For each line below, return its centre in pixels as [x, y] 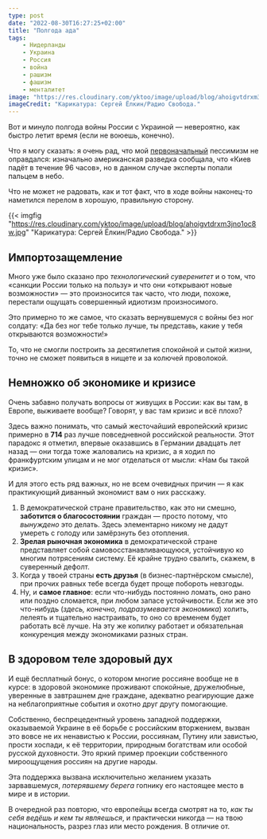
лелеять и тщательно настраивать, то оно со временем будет [125, 617]
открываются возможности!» [58, 334]
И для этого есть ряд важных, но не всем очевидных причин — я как [126, 484]
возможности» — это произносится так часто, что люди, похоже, [120, 293]
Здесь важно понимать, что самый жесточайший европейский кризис [128, 425]
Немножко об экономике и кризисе [102, 383]
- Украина [39, 52]
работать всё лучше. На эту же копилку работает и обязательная [132, 626]
